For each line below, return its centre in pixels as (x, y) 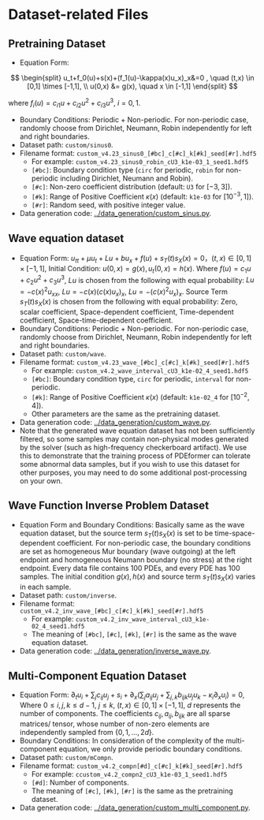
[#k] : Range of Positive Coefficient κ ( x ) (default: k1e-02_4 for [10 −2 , (140, 396)
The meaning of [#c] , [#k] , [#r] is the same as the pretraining (132, 791)
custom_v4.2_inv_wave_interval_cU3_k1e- (143, 620)
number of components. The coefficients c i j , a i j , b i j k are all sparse (125, 714)
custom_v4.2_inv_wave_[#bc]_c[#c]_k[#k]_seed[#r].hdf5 (112, 611)
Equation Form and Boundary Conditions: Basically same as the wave (132, 524)
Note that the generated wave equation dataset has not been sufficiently (137, 430)
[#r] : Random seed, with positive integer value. (108, 205)
